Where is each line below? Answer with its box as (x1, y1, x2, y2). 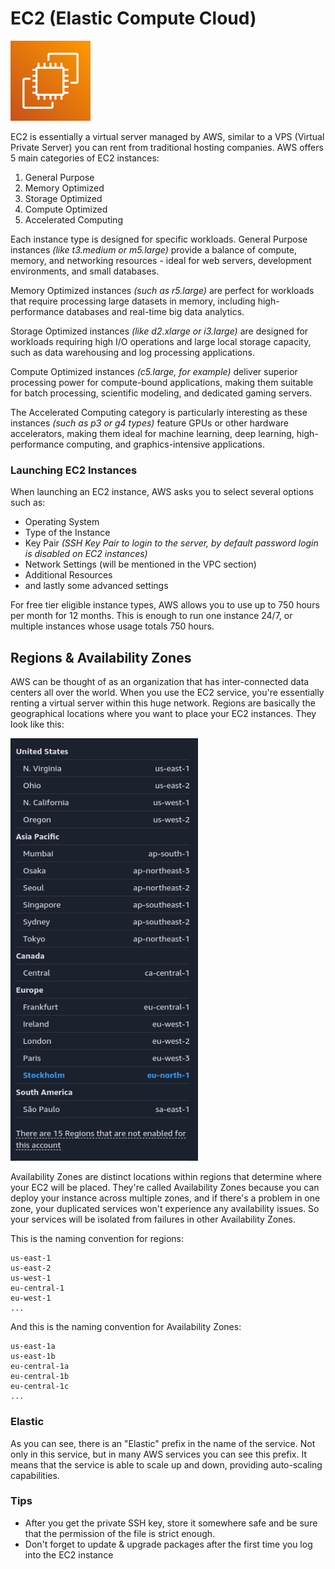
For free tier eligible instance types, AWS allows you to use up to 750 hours (10, 599, 320, 611)
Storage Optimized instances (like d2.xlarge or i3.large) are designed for (10, 325, 309, 337)
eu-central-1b (10, 1372, 70, 1382)
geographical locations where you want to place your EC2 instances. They (10, 708, 317, 720)
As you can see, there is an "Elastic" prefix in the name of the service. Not (10, 1437, 316, 1449)
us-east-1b (10, 1352, 56, 1362)
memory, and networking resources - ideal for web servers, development (10, 254, 312, 266)
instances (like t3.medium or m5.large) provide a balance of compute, (10, 243, 298, 256)
